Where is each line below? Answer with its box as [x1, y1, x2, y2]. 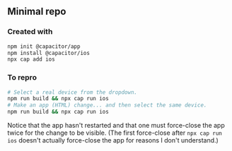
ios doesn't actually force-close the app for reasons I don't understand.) [7, 136, 219, 145]
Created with [7, 27, 53, 37]
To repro [7, 73, 37, 83]
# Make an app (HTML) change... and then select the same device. [7, 102, 207, 109]
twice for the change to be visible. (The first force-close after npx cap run [7, 128, 223, 137]
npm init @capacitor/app [7, 42, 81, 50]
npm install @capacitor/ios [7, 49, 91, 56]
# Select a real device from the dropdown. [7, 88, 138, 96]
